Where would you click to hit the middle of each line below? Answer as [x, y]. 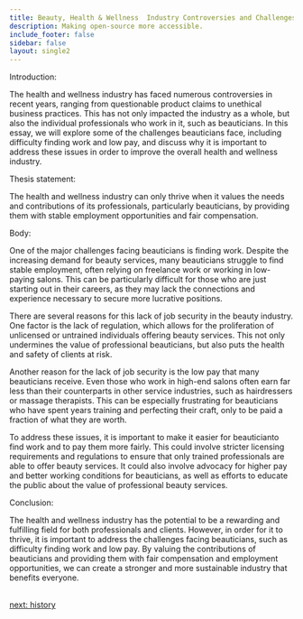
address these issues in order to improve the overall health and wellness [143, 152]
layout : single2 [40, 51]
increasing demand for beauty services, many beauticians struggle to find [147, 260]
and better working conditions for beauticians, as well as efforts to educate [149, 476]
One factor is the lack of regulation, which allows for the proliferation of [142, 326]
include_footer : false [52, 34]
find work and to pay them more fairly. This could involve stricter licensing [147, 447]
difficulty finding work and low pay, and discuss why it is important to [138, 143]
